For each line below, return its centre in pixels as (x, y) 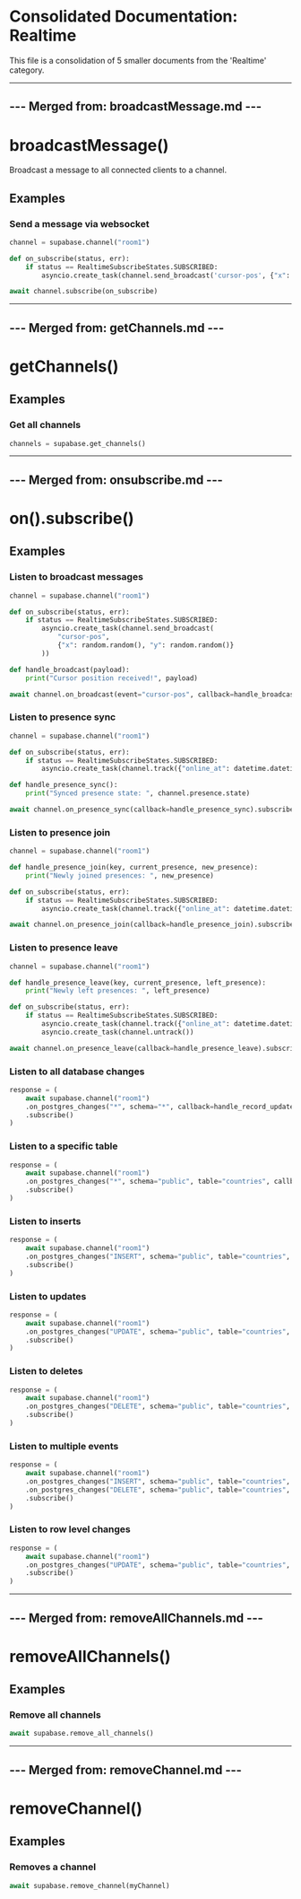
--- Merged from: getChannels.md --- (117, 328)
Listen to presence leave (64, 948)
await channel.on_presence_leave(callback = (92, 1048)
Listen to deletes (46, 1371)
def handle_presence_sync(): (64, 785)
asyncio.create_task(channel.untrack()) (118, 1032)
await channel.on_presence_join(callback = (90, 925)
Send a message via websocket (79, 223)
